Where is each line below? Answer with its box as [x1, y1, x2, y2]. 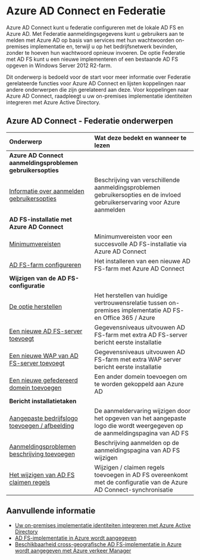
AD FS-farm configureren [9, 260, 82, 269]
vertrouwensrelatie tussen [94, 298, 168, 307]
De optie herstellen [9, 302, 62, 310]
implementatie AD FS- [121, 306, 185, 314]
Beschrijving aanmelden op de [94, 438, 180, 447]
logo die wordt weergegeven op [94, 421, 183, 430]
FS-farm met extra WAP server [94, 355, 182, 363]
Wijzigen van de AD [9, 274, 67, 282]
